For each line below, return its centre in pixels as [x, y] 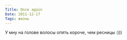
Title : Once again [24, 10]
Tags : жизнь [17, 19]
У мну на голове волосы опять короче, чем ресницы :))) [63, 33]
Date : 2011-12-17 [23, 14]
